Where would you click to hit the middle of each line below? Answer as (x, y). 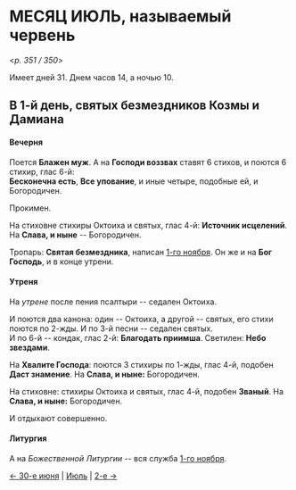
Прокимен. (30, 208)
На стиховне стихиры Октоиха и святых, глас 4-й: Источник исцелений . (148, 225)
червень (42, 35)
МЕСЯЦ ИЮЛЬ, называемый (120, 17)
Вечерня (26, 142)
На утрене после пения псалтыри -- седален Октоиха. (113, 302)
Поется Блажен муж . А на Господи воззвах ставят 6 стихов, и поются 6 (148, 162)
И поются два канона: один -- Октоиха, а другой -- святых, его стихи (141, 319)
